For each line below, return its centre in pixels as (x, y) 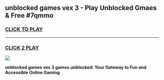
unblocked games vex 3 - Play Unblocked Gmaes (81, 8)
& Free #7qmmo (29, 16)
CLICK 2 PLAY (22, 48)
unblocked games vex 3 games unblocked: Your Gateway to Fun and (76, 67)
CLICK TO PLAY (24, 30)
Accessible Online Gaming (32, 72)
